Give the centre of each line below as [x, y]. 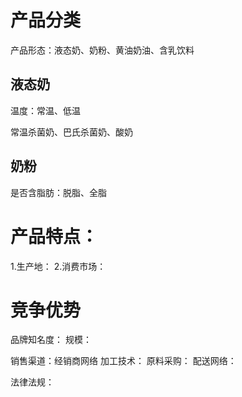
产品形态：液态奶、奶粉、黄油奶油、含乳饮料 [102, 50]
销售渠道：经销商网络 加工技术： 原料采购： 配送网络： [123, 361]
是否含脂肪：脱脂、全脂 [58, 192]
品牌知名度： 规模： [51, 340]
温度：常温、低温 [45, 110]
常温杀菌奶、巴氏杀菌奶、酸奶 [71, 132]
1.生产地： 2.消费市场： [58, 266]
